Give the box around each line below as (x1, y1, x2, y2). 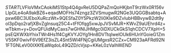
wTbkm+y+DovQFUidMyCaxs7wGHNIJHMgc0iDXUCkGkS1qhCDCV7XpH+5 (5, 26, 166, 32)
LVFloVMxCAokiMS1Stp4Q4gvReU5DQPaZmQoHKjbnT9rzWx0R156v (19, 5, 164, 10)
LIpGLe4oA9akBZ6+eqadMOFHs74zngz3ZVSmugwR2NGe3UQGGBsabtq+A (5, 10, 166, 16)
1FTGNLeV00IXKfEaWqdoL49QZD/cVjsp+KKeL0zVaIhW (5, 42, 123, 48)
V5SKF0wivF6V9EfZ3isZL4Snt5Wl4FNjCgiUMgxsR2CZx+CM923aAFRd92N (5, 37, 165, 43)
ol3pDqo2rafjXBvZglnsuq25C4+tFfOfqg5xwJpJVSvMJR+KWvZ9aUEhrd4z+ (5, 20, 166, 26)
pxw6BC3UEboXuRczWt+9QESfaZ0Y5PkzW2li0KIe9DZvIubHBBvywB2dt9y (5, 15, 164, 21)
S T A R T (5, 5, 20, 10)
